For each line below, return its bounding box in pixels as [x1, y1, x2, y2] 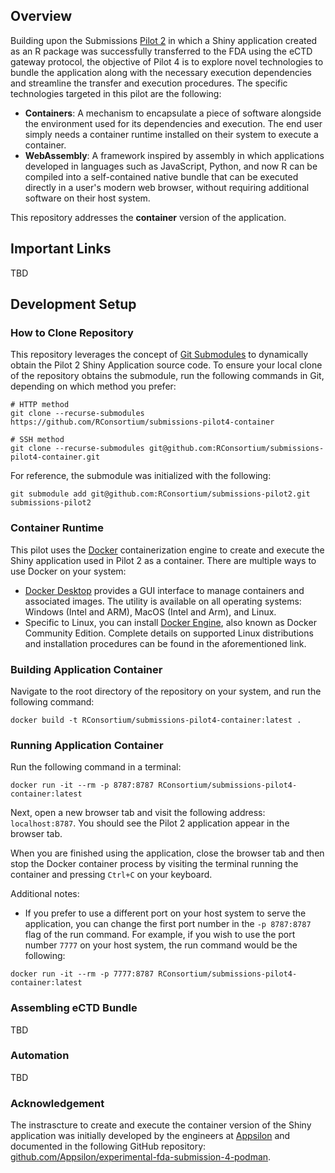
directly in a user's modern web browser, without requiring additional [24, 181, 310, 193]
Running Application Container [10, 738, 164, 752]
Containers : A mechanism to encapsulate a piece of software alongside [24, 107, 322, 119]
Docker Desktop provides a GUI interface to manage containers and [24, 584, 305, 596]
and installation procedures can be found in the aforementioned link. [24, 637, 307, 649]
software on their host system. [24, 192, 151, 204]
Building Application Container [10, 662, 163, 676]
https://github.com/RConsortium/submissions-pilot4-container [10, 417, 275, 428]
